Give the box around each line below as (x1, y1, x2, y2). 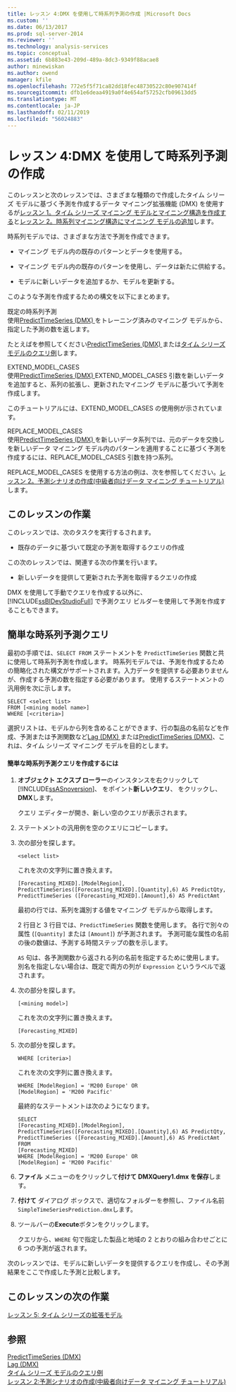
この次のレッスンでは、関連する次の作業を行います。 (7, 558, 161, 567)
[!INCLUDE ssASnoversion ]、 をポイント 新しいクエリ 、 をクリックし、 (17, 785, 222, 794)
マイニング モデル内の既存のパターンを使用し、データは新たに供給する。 (17, 262, 230, 271)
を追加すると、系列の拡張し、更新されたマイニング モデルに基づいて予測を (7, 379, 225, 389)
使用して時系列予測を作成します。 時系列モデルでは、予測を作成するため (13, 658, 225, 666)
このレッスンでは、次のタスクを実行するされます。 (7, 528, 155, 537)
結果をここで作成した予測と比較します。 (7, 1268, 125, 1276)
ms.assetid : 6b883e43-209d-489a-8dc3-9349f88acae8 (7, 57, 159, 64)
